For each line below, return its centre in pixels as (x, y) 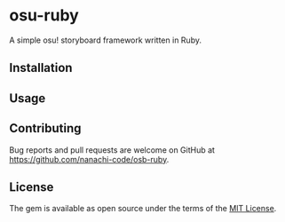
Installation (41, 68)
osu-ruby (44, 16)
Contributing (45, 128)
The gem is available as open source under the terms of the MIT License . (143, 209)
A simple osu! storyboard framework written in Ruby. (106, 40)
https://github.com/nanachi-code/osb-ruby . (89, 159)
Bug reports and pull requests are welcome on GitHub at (112, 150)
